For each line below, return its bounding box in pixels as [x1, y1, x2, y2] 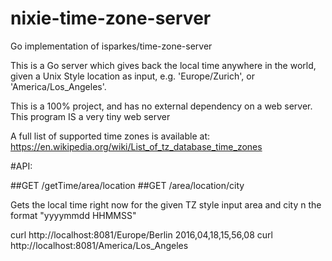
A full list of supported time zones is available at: [10, 130, 211, 142]
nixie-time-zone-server [10, 7, 212, 30]
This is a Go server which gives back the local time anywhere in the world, [10, 59, 317, 71]
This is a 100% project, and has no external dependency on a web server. [10, 100, 313, 112]
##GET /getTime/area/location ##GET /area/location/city [10, 179, 245, 191]
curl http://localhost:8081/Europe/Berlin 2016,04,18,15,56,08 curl [10, 228, 273, 241]
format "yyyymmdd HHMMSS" [10, 209, 137, 221]
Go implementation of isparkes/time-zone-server [10, 40, 213, 52]
